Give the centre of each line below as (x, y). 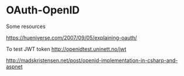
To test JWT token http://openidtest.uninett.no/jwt (66, 49)
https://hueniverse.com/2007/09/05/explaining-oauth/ (72, 37)
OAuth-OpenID (43, 10)
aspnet (14, 66)
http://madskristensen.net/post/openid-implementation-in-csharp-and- (92, 60)
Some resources (26, 26)
